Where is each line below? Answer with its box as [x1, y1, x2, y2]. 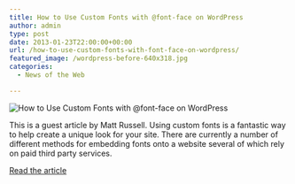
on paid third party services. [9, 148, 113, 158]
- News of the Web [17, 71, 86, 80]
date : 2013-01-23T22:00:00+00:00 [9, 37, 133, 47]
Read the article [9, 165, 67, 175]
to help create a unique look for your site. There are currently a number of [9, 129, 279, 140]
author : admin [9, 21, 62, 30]
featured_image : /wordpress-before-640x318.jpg [9, 54, 189, 63]
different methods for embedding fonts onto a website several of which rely [9, 138, 285, 149]
